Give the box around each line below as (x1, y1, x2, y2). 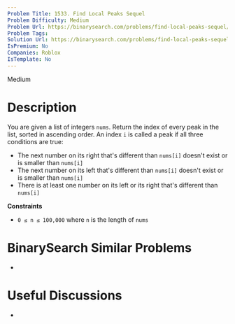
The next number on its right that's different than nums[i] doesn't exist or (17, 151, 228, 160)
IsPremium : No (7, 43, 49, 50)
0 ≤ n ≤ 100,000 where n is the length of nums (17, 215, 149, 224)
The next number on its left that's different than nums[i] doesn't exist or (17, 166, 224, 174)
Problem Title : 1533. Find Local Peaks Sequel (7, 10, 145, 17)
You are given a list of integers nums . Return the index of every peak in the (7, 122, 219, 131)
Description (7, 99, 77, 115)
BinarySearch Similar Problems (7, 239, 192, 255)
